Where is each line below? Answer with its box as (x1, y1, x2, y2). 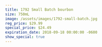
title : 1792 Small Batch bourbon (5, 7, 74, 12)
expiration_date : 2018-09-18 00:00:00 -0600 (5, 30, 98, 35)
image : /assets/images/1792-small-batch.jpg (5, 16, 98, 21)
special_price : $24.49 (5, 25, 51, 30)
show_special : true (5, 35, 45, 40)
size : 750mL (5, 12, 29, 17)
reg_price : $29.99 (5, 21, 43, 26)
